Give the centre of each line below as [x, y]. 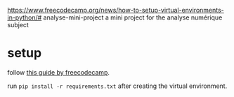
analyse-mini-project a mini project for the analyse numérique [133, 17]
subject [18, 25]
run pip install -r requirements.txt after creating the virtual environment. [117, 86]
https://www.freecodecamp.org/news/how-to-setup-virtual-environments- [116, 10]
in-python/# [25, 17]
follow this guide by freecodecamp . [59, 72]
